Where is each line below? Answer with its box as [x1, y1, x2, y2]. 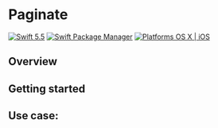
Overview [8, 55, 58, 68]
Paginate [8, 6, 68, 24]
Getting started [8, 82, 86, 95]
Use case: [8, 109, 59, 122]
